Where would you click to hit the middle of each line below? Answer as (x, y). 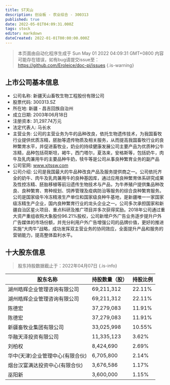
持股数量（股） (110, 279)
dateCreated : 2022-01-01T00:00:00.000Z (47, 38)
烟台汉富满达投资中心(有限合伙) (45, 365)
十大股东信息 (25, 253)
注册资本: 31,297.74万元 (37, 121)
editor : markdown (24, 33)
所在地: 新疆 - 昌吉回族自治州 (43, 108)
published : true (22, 19)
